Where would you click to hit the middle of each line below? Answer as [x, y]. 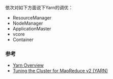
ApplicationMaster [32, 29]
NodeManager [28, 23]
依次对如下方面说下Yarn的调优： [39, 7]
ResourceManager [32, 18]
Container [23, 39]
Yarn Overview [28, 65]
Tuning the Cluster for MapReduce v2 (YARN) [60, 71]
